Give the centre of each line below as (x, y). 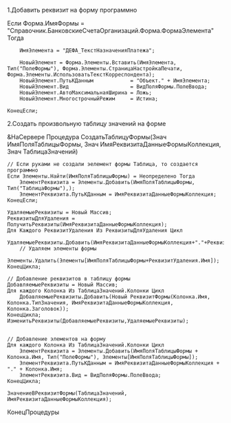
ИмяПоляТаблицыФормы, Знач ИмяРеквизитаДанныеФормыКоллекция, (114, 144)
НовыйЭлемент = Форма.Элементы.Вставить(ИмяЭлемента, (98, 63)
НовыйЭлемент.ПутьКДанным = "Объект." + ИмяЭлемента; (115, 81)
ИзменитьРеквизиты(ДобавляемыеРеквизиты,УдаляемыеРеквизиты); (98, 321)
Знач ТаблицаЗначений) (43, 152)
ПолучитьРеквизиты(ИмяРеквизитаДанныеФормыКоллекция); (87, 225)
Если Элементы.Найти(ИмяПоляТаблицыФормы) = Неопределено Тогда (101, 176)
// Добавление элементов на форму (57, 339)
